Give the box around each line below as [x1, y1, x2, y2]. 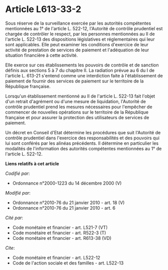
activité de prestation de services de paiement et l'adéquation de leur [5, 47, 149, 53]
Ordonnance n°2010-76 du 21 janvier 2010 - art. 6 [12, 205, 116, 211]
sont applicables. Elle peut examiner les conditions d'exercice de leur [5, 41, 148, 47]
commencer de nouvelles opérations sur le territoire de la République [5, 109, 149, 115]
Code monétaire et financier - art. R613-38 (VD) [12, 235, 112, 241]
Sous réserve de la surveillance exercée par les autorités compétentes [5, 20, 151, 26]
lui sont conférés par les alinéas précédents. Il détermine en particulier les [5, 140, 159, 146]
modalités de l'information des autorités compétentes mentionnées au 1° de [5, 145, 162, 151]
